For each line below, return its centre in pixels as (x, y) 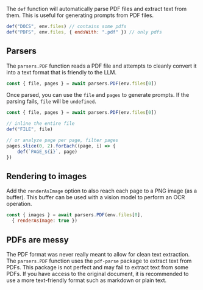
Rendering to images (47, 176)
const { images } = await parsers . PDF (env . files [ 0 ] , (75, 215)
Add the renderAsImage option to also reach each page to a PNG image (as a (101, 191)
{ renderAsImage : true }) (45, 221)
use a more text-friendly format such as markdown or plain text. (87, 280)
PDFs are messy (37, 240)
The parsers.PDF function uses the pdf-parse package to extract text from (99, 261)
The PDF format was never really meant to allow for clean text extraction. (98, 254)
